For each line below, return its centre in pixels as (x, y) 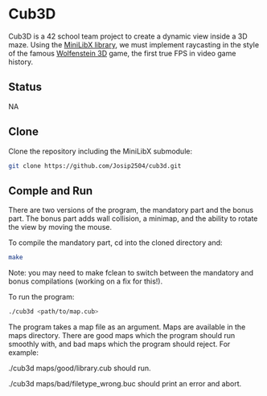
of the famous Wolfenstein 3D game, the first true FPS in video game (122, 53)
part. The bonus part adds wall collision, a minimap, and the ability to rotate (133, 218)
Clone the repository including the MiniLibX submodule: (101, 151)
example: (23, 353)
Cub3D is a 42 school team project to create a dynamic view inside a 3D (128, 36)
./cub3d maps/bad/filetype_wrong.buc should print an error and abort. (125, 384)
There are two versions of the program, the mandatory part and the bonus (131, 210)
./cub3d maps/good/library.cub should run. (80, 368)
